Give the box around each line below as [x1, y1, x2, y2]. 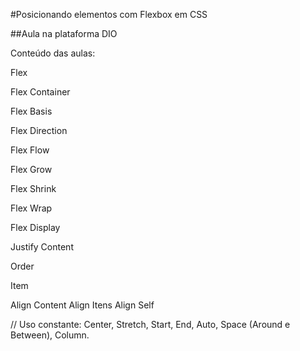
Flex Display [10, 222, 61, 233]
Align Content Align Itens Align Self [10, 299, 155, 311]
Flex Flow [10, 144, 50, 156]
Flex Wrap [10, 202, 53, 214]
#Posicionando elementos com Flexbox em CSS [10, 9, 208, 20]
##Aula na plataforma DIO [10, 28, 118, 39]
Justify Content [10, 241, 74, 253]
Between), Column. [10, 329, 90, 341]
